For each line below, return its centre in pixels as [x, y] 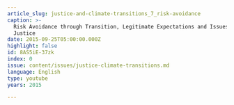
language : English [34, 72]
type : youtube [28, 78]
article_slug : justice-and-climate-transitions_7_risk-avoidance [104, 14]
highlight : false [32, 46]
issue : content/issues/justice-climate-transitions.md [88, 65]
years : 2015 [24, 85]
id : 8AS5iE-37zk [31, 53]
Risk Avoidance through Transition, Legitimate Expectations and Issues [121, 26]
